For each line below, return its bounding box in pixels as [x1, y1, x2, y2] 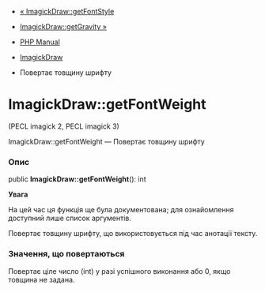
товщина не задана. [8, 275, 75, 284]
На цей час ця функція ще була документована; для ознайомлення [8, 205, 234, 215]
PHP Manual [19, 37, 61, 47]
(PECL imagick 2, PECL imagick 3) [8, 122, 120, 131]
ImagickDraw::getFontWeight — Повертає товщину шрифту [8, 137, 206, 146]
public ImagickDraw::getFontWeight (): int [8, 174, 146, 184]
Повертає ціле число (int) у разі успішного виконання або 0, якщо [8, 266, 231, 275]
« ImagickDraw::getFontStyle [19, 7, 115, 16]
